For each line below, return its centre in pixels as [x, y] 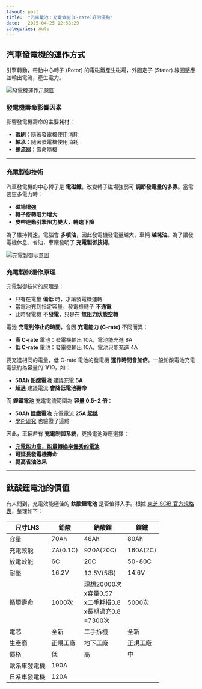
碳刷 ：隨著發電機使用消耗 [47, 134]
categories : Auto [28, 29]
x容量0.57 [98, 593]
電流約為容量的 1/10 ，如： [38, 367]
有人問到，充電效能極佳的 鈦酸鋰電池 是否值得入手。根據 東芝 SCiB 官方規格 [100, 504]
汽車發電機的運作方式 [46, 54]
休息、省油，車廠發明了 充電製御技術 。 [65, 242]
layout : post [23, 12]
